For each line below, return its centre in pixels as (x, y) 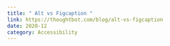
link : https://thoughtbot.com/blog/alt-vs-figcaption (85, 20)
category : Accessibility (42, 32)
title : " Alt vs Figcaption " (50, 13)
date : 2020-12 (27, 26)
